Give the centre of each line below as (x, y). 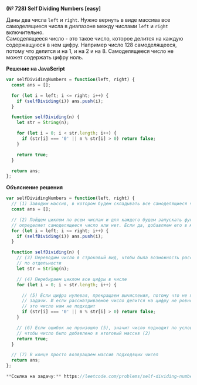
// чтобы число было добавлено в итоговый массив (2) (84, 333)
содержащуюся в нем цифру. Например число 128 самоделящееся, (91, 45)
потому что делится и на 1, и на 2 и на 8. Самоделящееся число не (90, 51)
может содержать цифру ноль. (45, 57)
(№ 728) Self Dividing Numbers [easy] (54, 9)
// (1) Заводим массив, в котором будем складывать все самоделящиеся (99, 204)
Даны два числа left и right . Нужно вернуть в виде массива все (88, 20)
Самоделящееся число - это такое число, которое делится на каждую (95, 38)
